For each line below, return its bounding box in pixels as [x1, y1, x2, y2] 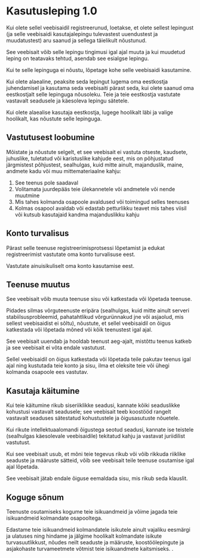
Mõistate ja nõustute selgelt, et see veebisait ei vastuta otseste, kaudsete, [6, 148, 188, 155]
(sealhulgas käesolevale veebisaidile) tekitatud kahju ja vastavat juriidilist [6, 433, 185, 440]
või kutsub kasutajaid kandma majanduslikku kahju [14, 211, 140, 218]
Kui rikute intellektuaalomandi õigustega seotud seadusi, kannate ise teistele [6, 426, 194, 433]
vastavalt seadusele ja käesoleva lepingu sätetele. [6, 97, 130, 104]
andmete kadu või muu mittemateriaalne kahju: [6, 167, 121, 174]
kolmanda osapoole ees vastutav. [6, 369, 88, 376]
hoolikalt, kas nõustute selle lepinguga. [6, 115, 102, 122]
